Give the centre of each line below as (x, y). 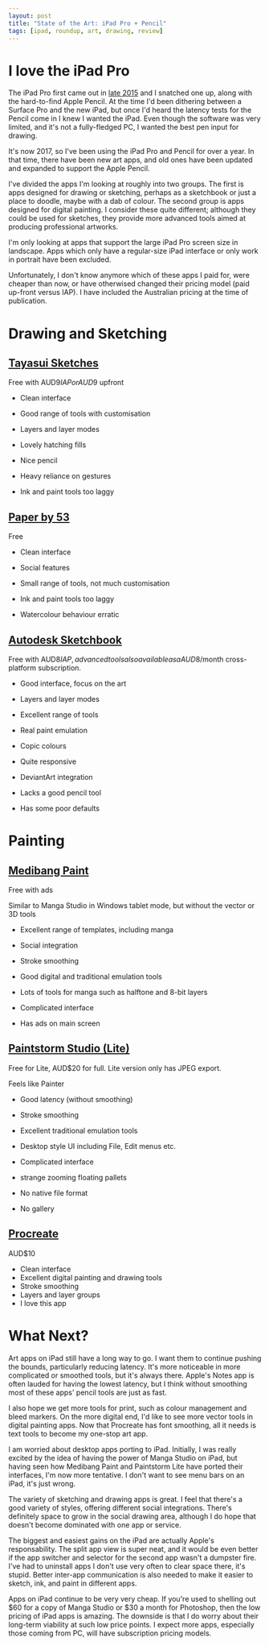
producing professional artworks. (63, 227)
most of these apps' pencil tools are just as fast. (88, 1392)
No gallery (37, 1209)
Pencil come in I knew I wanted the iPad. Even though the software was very (134, 118)
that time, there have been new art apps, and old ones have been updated (130, 160)
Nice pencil (39, 461)
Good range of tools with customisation (85, 414)
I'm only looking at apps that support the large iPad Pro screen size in (123, 243)
